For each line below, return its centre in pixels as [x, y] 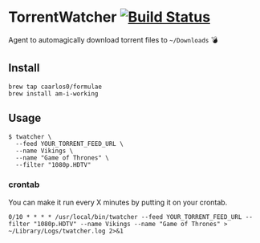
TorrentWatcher [63, 17]
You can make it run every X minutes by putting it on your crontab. [118, 202]
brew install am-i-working [53, 93]
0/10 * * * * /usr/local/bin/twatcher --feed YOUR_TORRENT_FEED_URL [125, 217]
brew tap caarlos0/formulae [55, 87]
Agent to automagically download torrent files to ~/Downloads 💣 [113, 39]
